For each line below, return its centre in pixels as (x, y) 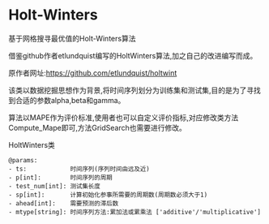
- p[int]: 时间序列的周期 (60, 177)
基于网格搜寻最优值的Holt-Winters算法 (72, 38)
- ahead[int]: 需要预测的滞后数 (64, 203)
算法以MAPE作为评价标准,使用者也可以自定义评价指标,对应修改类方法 (124, 117)
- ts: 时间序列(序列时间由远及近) (79, 169)
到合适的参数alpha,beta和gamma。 (67, 100)
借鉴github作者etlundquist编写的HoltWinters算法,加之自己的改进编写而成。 (133, 55)
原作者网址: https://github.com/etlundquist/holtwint (93, 73)
